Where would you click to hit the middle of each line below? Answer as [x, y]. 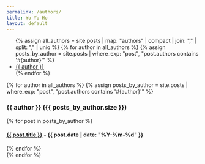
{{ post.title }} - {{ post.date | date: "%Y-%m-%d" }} [75, 135]
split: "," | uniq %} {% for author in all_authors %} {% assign [90, 47]
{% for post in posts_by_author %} [50, 121]
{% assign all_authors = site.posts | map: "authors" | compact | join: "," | [106, 41]
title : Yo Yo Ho [27, 18]
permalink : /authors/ [34, 12]
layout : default [27, 23]
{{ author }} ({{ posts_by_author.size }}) [67, 108]
